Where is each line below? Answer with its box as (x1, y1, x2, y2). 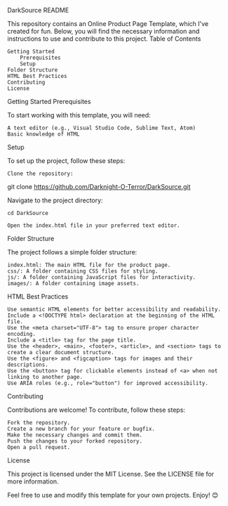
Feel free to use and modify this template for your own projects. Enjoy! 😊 (7, 491, 219, 499)
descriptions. (7, 361, 49, 368)
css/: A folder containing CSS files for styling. (7, 268, 159, 275)
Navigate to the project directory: (7, 196, 103, 205)
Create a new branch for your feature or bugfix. (7, 425, 156, 432)
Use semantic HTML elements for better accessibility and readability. (7, 306, 221, 313)
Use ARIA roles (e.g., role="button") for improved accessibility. (7, 379, 209, 387)
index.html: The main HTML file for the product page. (7, 261, 171, 268)
